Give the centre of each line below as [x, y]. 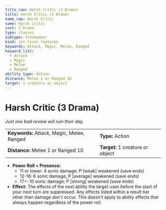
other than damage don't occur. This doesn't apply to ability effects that [85, 197]
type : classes [20, 33]
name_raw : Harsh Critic [30, 19]
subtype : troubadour [26, 38]
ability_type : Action [27, 74]
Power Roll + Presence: [37, 166]
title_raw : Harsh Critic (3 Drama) [42, 10]
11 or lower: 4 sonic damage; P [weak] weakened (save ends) [82, 170]
